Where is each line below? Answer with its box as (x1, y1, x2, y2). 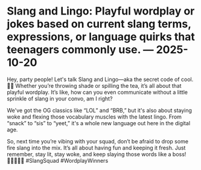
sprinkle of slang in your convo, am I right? (7, 95, 113, 102)
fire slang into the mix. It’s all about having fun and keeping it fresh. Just (7, 144, 186, 151)
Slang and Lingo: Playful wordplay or (7, 4, 195, 18)
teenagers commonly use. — (7, 43, 154, 57)
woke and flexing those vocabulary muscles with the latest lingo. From (7, 113, 182, 120)
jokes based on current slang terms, (7, 17, 191, 31)
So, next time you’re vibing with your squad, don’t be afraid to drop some (7, 137, 189, 145)
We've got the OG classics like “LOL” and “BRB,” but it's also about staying (7, 106, 193, 114)
